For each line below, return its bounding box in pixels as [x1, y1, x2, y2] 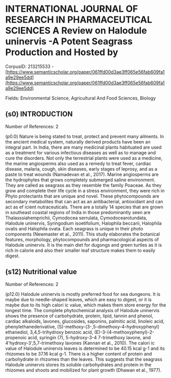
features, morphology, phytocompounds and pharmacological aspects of [5, 236, 159, 243]
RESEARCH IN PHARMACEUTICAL [5, 14, 152, 26]
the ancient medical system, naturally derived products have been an [5, 138, 151, 145]
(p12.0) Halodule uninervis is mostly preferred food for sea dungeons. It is [5, 291, 161, 297]
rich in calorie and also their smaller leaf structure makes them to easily [5, 247, 156, 253]
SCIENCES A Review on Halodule [5, 25, 147, 36]
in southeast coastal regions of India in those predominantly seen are [5, 209, 151, 215]
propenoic [5, 334, 27, 340]
